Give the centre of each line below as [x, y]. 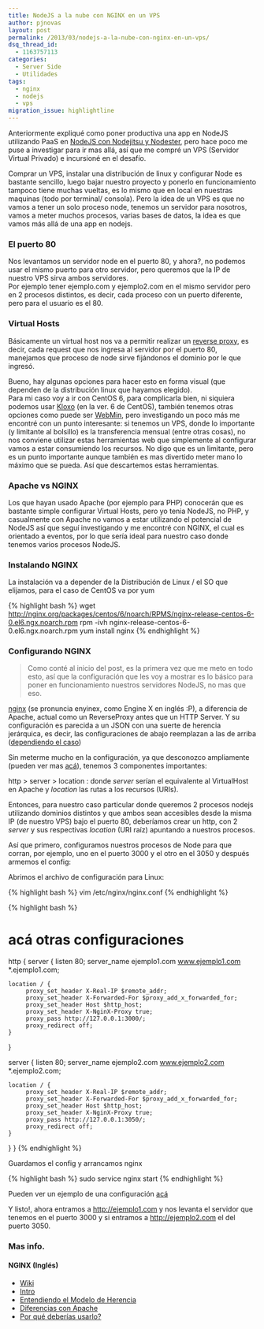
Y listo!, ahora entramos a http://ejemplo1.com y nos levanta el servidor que [131, 1209]
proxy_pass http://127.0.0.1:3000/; [86, 1019]
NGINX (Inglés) [33, 1265]
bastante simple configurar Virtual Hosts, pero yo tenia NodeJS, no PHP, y [129, 511]
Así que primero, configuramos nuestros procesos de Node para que [120, 845]
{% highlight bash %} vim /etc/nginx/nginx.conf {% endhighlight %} [118, 892]
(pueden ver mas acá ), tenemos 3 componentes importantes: [108, 766]
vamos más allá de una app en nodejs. [71, 224]
